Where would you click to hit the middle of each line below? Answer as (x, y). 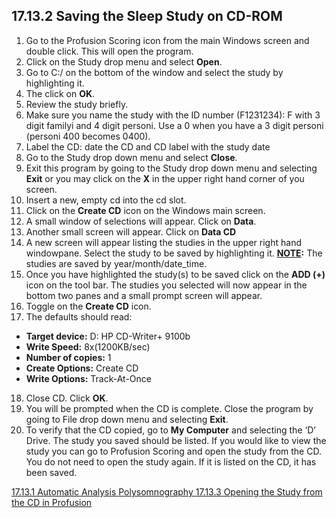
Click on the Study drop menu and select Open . (124, 61)
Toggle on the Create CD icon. (88, 306)
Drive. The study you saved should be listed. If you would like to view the (176, 440)
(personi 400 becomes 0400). (88, 136)
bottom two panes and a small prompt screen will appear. (144, 295)
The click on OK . (60, 93)
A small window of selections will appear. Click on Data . (141, 221)
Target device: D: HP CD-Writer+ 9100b (108, 336)
